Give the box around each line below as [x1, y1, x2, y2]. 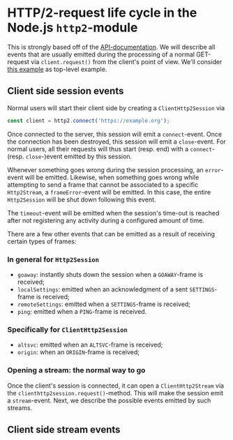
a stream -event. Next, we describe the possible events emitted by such [7, 396, 211, 404]
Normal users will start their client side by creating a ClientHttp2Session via [7, 103, 225, 112]
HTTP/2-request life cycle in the [7, 5, 197, 21]
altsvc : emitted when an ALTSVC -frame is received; [17, 340, 163, 349]
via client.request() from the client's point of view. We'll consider [31, 57, 223, 66]
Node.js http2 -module [7, 20, 138, 36]
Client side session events [7, 85, 124, 97]
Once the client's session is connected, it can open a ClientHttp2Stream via [7, 381, 225, 390]
